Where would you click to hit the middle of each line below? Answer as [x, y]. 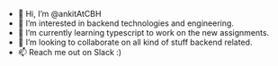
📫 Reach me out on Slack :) [70, 52]
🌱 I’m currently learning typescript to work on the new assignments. [143, 33]
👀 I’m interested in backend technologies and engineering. [126, 23]
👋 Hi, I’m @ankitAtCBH [59, 14]
